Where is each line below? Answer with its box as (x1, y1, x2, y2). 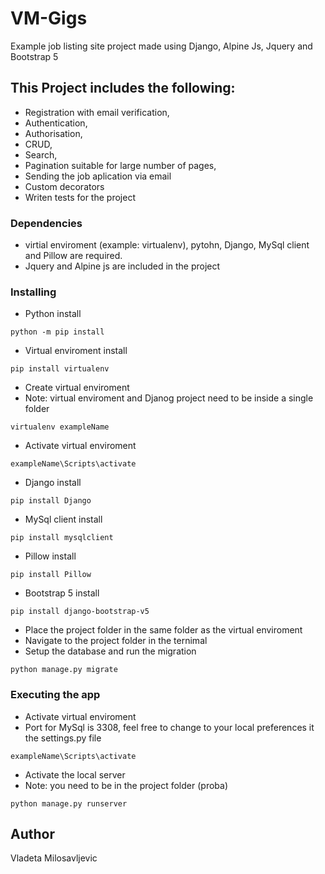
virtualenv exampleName (10, 422, 110, 432)
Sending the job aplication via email (24, 170, 172, 182)
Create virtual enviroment (24, 382, 130, 394)
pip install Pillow (10, 570, 92, 580)
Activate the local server (24, 768, 126, 781)
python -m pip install (10, 327, 105, 337)
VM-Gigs (10, 7, 88, 30)
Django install (24, 477, 82, 489)
